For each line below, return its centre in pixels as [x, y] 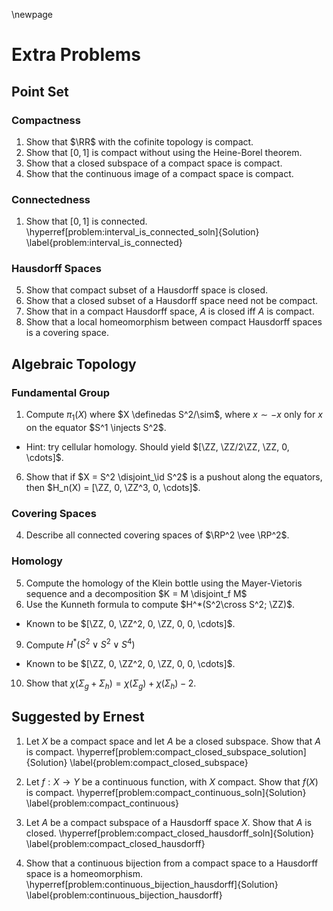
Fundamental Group [61, 392]
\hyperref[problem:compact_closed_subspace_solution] [191, 751]
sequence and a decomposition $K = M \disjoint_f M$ [136, 593]
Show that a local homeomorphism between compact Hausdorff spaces [174, 322]
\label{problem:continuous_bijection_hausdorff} [124, 895]
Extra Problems [76, 55]
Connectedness [51, 199]
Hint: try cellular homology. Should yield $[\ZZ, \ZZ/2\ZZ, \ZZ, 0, [157, 446]
